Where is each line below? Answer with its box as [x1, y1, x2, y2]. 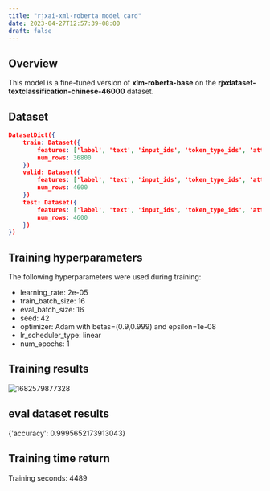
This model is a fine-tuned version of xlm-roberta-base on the [8, 78, 217, 88]
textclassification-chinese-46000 [8, 86, 126, 97]
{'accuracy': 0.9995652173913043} [8, 428, 126, 438]
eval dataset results [8, 407, 110, 421]
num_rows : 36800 [37, 154, 92, 162]
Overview [8, 56, 59, 70]
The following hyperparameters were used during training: [8, 272, 202, 282]
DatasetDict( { [8, 131, 56, 139]
